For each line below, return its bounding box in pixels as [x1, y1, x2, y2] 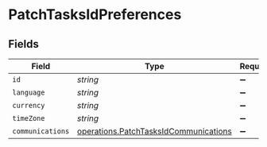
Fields [8, 37, 40, 51]
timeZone [12, 114, 45, 122]
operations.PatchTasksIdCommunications [76, 126, 232, 137]
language [12, 88, 45, 97]
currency [12, 101, 45, 110]
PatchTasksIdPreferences [8, 6, 182, 24]
